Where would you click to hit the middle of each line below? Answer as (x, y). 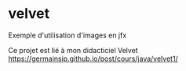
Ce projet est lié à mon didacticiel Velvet (73, 50)
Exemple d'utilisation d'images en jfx (67, 35)
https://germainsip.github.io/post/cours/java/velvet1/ (93, 59)
